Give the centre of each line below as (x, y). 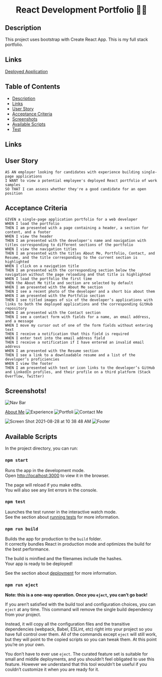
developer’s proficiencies (32, 359)
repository (16, 308)
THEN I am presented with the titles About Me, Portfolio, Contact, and (80, 253)
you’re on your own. (25, 645)
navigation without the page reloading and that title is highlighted (78, 274)
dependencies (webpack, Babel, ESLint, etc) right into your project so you (79, 629)
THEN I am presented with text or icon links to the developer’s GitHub (80, 368)
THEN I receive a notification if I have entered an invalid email (75, 342)
